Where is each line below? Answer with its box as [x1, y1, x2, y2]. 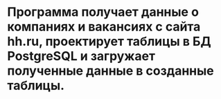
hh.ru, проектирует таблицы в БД [7, 34, 211, 49]
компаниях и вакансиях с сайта [7, 19, 201, 35]
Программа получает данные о [7, 4, 200, 20]
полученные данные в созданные [7, 63, 215, 79]
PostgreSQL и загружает [7, 48, 156, 64]
